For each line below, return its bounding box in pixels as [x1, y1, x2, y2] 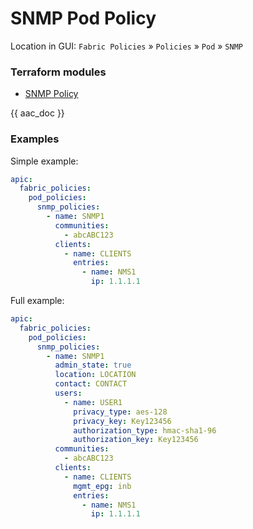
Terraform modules [10, 65, 107, 79]
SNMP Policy [24, 88, 79, 100]
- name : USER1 [63, 397, 123, 407]
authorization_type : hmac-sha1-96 [73, 425, 217, 436]
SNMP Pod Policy [10, 7, 157, 30]
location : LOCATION [54, 370, 137, 380]
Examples [10, 132, 60, 146]
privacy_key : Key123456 [73, 416, 172, 426]
